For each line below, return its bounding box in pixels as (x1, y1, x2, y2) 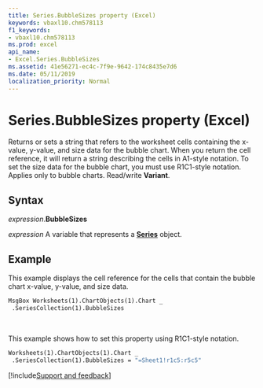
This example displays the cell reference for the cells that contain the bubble (8, 273, 256, 283)
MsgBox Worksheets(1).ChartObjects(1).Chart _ (8, 297, 163, 305)
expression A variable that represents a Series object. (8, 230, 182, 239)
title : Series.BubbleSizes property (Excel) (8, 11, 156, 20)
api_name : (8, 48, 41, 56)
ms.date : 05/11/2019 (8, 70, 76, 78)
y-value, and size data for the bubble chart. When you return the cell (29, 146, 251, 155)
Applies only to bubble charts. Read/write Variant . (8, 171, 170, 180)
